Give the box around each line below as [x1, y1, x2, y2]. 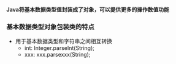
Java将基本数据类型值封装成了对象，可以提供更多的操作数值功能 [6, 6, 170, 13]
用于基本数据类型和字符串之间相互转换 [15, 38, 112, 45]
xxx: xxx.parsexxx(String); [24, 51, 91, 59]
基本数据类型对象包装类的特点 [6, 23, 95, 31]
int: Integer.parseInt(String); [24, 44, 95, 52]
